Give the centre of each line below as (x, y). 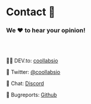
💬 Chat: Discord (25, 83)
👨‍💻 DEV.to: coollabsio (32, 61)
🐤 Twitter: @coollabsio (33, 72)
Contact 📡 (31, 12)
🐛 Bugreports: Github (32, 95)
